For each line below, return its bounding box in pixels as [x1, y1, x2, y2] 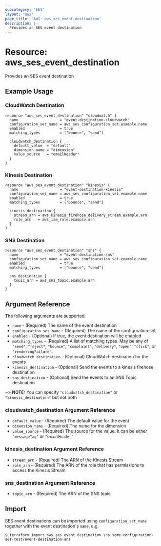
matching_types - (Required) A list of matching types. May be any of [12, 338, 149, 344]
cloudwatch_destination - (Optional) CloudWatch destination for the [12, 354, 149, 360]
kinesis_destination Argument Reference [5, 446, 104, 452]
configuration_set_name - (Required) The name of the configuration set [12, 328, 156, 334]
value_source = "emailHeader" [14, 151, 80, 157]
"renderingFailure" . [12, 348, 53, 354]
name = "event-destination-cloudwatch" [9, 117, 130, 123]
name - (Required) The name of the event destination [12, 323, 117, 328]
